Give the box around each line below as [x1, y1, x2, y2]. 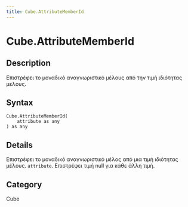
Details [6, 140, 33, 150]
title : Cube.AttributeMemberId [6, 8, 84, 15]
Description [6, 58, 51, 69]
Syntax [6, 98, 33, 108]
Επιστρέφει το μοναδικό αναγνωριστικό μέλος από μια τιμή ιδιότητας [6, 156, 179, 163]
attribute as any [17, 119, 60, 125]
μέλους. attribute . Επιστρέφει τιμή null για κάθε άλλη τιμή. [6, 162, 155, 169]
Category [6, 180, 42, 190]
